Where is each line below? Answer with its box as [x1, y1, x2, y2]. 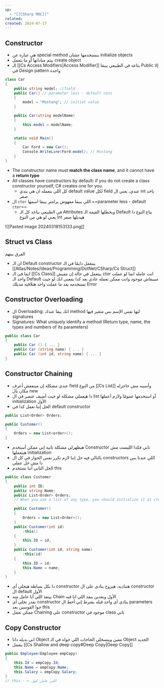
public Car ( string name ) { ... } [14, 347, 84, 352]
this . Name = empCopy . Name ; [14, 664, 69, 670]
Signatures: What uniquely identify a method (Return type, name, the [12, 319, 150, 325]
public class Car [5, 333, 41, 338]
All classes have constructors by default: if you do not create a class [12, 177, 150, 184]
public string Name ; [14, 488, 56, 493]
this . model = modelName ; [22, 122, 73, 127]
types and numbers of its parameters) [12, 324, 89, 330]
